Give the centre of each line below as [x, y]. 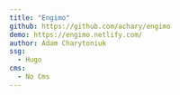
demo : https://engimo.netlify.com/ [76, 34]
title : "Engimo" [40, 18]
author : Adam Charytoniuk [58, 43]
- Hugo [30, 60]
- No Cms [34, 77]
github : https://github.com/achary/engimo [90, 26]
